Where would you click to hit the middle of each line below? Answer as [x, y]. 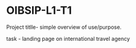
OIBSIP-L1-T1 [39, 10]
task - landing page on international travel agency [68, 38]
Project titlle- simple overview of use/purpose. [64, 27]
